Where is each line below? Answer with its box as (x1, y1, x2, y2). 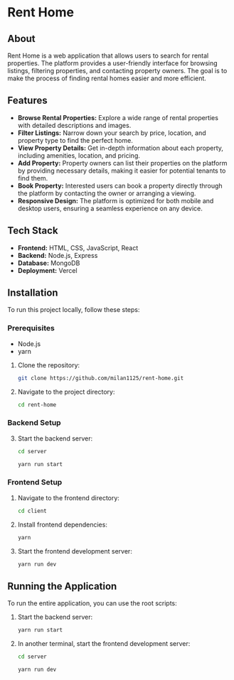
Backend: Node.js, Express (17, 251, 98, 259)
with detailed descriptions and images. (17, 121, 132, 129)
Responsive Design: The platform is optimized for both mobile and (17, 196, 214, 205)
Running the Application (7, 580, 117, 592)
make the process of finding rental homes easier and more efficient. (7, 74, 206, 82)
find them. (17, 173, 48, 182)
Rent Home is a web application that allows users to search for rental (7, 51, 209, 60)
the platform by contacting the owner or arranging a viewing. (17, 189, 196, 198)
